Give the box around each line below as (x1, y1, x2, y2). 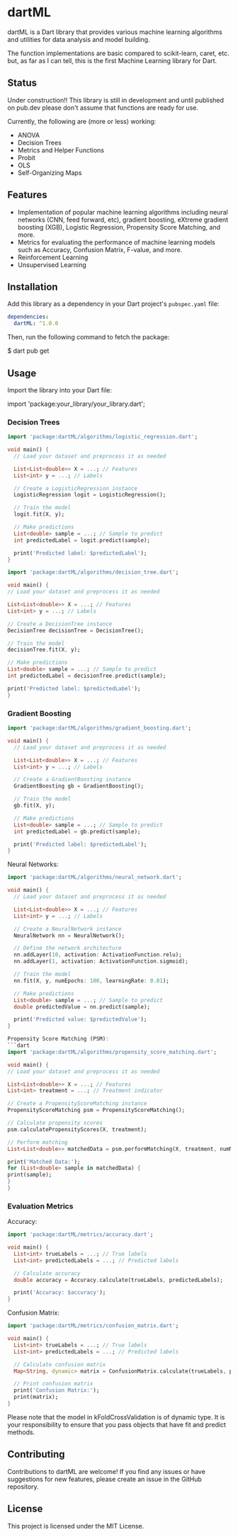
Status (7, 77, 38, 89)
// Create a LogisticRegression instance (13, 484, 138, 492)
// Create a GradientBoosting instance (13, 776, 132, 783)
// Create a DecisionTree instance (7, 620, 113, 628)
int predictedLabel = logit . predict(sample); (13, 536, 151, 544)
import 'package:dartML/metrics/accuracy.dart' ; (7, 1231, 154, 1238)
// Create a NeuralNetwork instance (13, 925, 122, 932)
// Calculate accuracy (13, 1269, 81, 1277)
